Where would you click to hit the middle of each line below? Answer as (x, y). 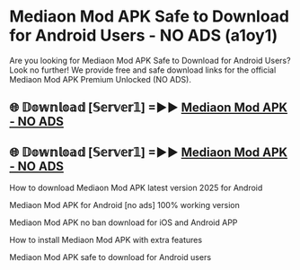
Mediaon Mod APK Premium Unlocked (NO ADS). (100, 79)
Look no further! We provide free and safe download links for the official (143, 70)
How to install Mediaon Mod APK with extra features (106, 240)
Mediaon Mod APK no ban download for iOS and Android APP (124, 222)
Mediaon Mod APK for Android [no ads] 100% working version (124, 205)
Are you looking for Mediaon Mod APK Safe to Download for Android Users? (150, 60)
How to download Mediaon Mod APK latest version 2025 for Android (136, 188)
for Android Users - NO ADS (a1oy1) (144, 35)
